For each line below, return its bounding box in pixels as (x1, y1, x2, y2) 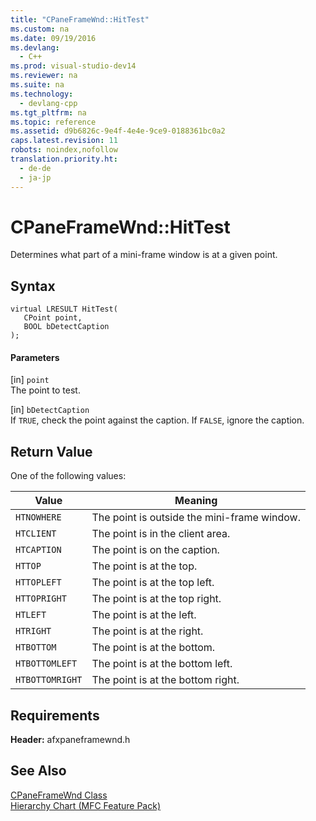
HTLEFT (15, 609, 47, 621)
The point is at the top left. (91, 576, 215, 590)
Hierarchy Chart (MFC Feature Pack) (10, 799, 162, 811)
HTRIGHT (15, 626, 52, 637)
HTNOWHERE (15, 512, 62, 523)
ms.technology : (10, 89, 74, 99)
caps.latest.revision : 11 (10, 136, 118, 146)
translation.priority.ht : (10, 154, 118, 164)
